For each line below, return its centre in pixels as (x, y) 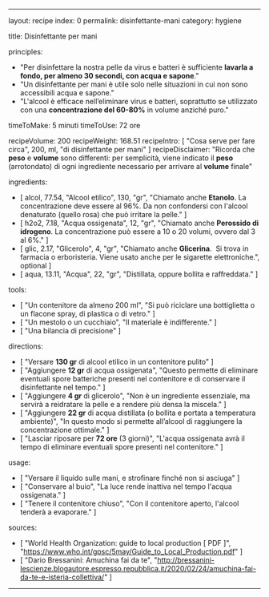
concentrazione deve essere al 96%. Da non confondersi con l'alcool (134, 206)
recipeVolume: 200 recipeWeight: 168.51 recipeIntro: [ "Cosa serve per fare (132, 141)
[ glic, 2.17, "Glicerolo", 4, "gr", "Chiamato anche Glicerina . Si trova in (134, 248)
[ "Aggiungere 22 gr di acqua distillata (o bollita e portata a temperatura (138, 413)
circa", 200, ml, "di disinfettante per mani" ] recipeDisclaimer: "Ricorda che (132, 149)
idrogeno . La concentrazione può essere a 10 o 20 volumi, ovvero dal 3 (138, 232)
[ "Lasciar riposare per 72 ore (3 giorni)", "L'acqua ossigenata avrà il (132, 438)
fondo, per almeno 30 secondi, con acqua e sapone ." (109, 76)
